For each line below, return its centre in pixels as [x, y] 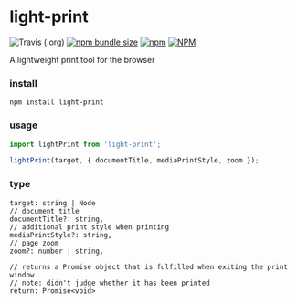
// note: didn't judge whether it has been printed [110, 283]
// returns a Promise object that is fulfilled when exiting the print [148, 266]
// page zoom [34, 243]
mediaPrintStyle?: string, [61, 235]
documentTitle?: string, [57, 219]
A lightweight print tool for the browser [82, 59]
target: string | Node [53, 203]
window [22, 275]
